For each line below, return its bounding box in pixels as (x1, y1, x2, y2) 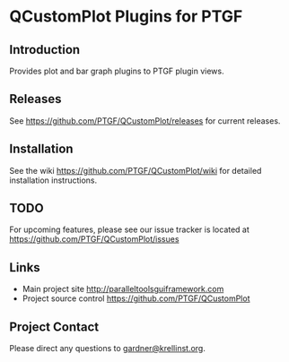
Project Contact (9, 319, 100, 334)
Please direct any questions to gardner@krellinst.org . (9, 343, 206, 354)
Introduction (9, 42, 81, 57)
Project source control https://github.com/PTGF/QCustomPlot (22, 293, 250, 304)
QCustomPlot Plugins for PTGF (9, 6, 243, 27)
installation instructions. (9, 175, 98, 185)
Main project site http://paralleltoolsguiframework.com (22, 284, 224, 295)
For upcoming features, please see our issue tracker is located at (9, 224, 250, 235)
